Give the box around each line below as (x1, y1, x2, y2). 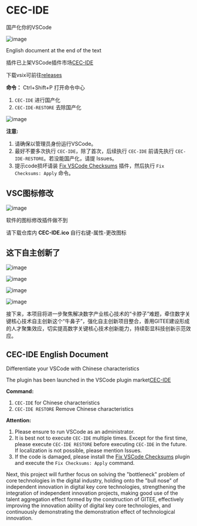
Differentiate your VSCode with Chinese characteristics (6, 365, 140, 372)
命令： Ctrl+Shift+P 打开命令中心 (6, 83, 85, 91)
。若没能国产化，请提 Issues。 (43, 155, 117, 162)
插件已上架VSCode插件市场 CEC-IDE (6, 59, 94, 66)
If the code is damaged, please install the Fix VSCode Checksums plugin (14, 453, 191, 460)
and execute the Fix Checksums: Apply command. (14, 460, 135, 467)
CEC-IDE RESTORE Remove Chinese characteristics (14, 406, 134, 413)
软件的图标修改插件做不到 (6, 216, 68, 223)
